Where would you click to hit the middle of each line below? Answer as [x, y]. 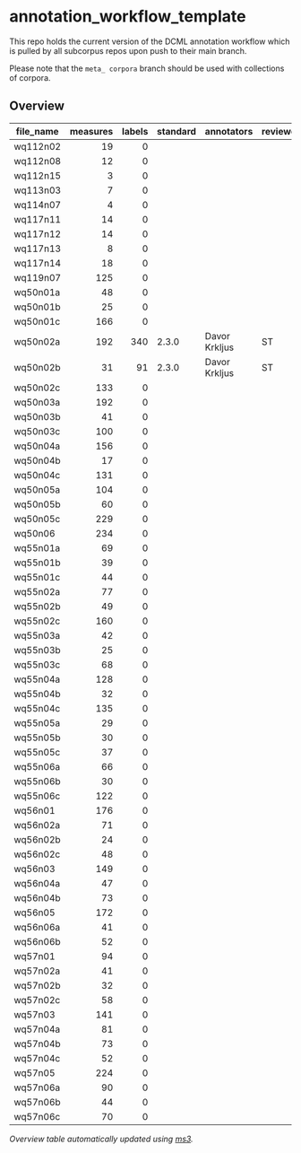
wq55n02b [37, 606]
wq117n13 [37, 249]
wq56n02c [37, 854]
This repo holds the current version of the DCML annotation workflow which [150, 41]
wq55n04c [37, 708]
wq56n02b [37, 839]
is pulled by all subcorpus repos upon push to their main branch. [128, 50]
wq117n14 [37, 263]
